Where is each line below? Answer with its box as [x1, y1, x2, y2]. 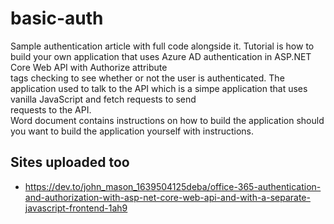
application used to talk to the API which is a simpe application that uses [10, 82, 308, 94]
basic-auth [10, 7, 104, 30]
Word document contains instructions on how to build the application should [10, 114, 325, 126]
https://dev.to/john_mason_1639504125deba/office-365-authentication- [24, 180, 322, 192]
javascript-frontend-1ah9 [24, 202, 128, 214]
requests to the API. [10, 103, 92, 116]
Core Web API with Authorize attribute [10, 61, 168, 73]
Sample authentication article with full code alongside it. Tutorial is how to [10, 40, 315, 52]
